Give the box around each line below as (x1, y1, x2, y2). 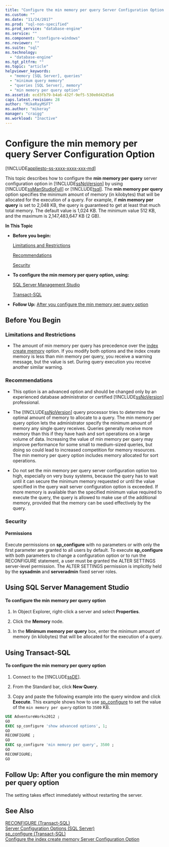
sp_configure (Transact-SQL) (5, 831, 66, 837)
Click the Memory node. (12, 618, 64, 624)
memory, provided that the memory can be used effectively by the (12, 500, 151, 506)
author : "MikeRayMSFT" (5, 102, 53, 107)
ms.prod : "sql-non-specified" (5, 21, 69, 27)
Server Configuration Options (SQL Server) (5, 825, 95, 832)
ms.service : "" (5, 31, 37, 36)
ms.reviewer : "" (5, 41, 39, 46)
